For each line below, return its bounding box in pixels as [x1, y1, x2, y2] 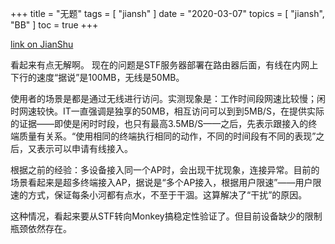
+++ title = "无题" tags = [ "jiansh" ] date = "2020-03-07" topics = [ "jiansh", [10, 8, 325, 19]
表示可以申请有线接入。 [36, 143, 133, 154]
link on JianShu [10, 38, 74, 50]
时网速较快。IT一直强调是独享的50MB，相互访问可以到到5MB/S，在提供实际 [10, 105, 325, 117]
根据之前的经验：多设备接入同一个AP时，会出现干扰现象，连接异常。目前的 [10, 164, 320, 176]
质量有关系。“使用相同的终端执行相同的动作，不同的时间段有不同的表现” [18, 130, 317, 142]
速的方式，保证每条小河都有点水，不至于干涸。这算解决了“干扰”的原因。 [10, 189, 308, 201]
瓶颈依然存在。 [10, 223, 72, 234]
